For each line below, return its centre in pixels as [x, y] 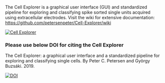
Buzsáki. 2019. [20, 66]
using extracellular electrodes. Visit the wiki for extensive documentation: [80, 17]
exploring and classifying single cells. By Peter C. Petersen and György [78, 61]
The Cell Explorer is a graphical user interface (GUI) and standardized [76, 7]
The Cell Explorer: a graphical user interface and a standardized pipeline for [82, 55]
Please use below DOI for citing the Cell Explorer [64, 45]
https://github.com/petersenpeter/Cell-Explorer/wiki [58, 23]
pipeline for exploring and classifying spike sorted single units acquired [78, 12]
